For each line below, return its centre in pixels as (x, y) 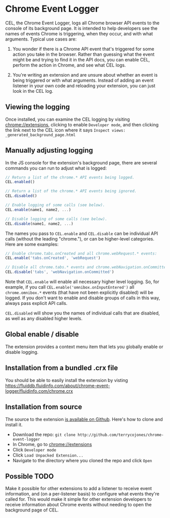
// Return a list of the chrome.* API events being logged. (70, 177)
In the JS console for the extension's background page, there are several (81, 162)
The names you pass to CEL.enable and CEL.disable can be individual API (82, 233)
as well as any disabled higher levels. (44, 319)
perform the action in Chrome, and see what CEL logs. (69, 65)
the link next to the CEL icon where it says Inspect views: (65, 130)
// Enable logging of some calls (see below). (55, 205)
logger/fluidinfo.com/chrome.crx (39, 391)
